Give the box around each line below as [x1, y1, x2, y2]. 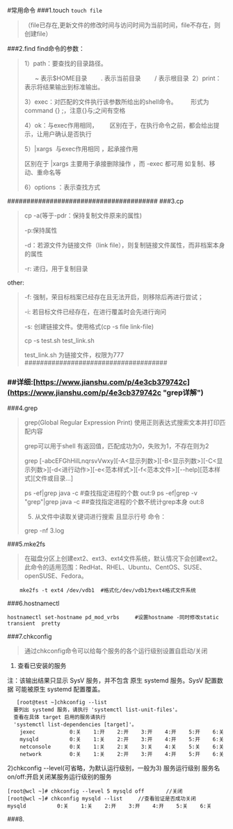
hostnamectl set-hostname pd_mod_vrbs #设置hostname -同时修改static [7, 614, 219, 621]
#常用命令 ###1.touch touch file [7, 6, 103, 14]
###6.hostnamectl [7, 599, 61, 608]
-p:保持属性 [24, 226, 58, 234]
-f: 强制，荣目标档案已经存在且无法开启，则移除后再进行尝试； [24, 293, 204, 301]
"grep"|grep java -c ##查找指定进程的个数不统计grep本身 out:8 [24, 498, 204, 506]
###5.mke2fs [7, 540, 46, 549]
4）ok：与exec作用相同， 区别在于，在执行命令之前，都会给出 [24, 121, 214, 129]
